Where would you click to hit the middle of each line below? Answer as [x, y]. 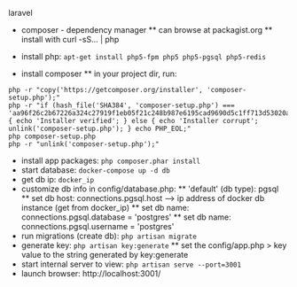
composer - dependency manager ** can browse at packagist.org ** [147, 30]
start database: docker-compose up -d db [95, 170]
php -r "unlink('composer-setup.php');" [84, 144]
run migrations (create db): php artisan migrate [109, 236]
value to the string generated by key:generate [105, 255]
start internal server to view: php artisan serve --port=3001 [131, 264]
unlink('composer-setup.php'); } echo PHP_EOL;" [100, 128]
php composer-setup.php [52, 136]
